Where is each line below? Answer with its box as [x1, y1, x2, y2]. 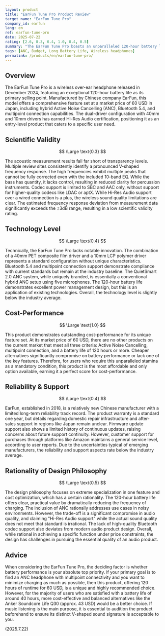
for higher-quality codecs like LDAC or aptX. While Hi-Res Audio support [5, 189, 152, 195]
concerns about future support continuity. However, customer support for [5, 431, 154, 437]
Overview [5, 71, 36, 79]
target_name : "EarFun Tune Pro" [5, 16, 71, 21]
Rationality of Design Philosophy [5, 467, 107, 475]
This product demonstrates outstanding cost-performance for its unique [5, 332, 151, 337]
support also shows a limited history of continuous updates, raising [5, 426, 141, 432]
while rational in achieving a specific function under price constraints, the [5, 531, 154, 537]
